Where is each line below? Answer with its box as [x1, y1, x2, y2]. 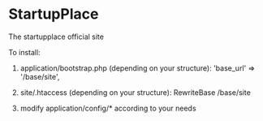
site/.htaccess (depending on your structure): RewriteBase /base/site [19, 87, 252, 97]
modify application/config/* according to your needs [19, 103, 196, 113]
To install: [8, 47, 41, 57]
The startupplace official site [8, 32, 104, 41]
